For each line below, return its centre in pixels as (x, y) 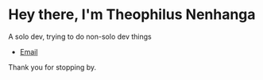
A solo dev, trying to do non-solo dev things (80, 36)
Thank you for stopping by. (52, 67)
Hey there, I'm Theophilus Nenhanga (132, 15)
